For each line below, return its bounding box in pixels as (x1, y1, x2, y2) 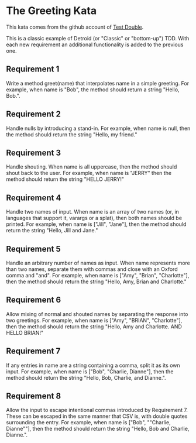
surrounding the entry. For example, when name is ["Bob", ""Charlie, (6, 419, 171, 426)
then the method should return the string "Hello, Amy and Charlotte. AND (6, 323, 183, 330)
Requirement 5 (6, 244, 61, 254)
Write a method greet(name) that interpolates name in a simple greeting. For (6, 80, 189, 87)
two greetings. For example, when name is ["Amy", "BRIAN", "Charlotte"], (6, 317, 183, 324)
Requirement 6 (6, 295, 61, 305)
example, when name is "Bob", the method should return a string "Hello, (6, 86, 180, 93)
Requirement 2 (6, 109, 61, 119)
